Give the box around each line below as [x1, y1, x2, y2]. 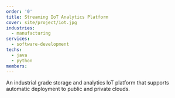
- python [11, 58, 33, 63]
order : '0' [6, 8, 33, 15]
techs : [6, 47, 22, 53]
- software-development [11, 42, 69, 48]
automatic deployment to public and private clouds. [6, 86, 131, 93]
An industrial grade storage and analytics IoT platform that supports [6, 79, 169, 86]
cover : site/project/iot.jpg [6, 19, 77, 25]
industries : [6, 25, 35, 31]
